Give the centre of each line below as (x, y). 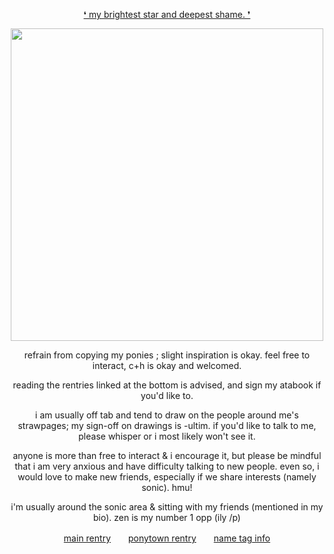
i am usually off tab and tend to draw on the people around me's (167, 415)
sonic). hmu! (167, 487)
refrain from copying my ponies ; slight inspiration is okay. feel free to (167, 355)
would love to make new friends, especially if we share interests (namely (167, 477)
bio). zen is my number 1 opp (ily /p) (167, 517)
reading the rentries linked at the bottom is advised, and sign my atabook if (167, 385)
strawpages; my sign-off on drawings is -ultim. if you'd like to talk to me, (167, 425)
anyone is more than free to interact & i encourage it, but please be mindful (167, 455)
